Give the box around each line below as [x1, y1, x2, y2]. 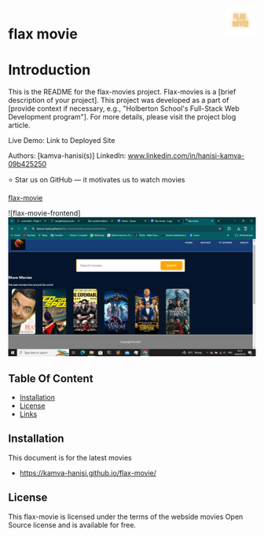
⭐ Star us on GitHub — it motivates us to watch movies [8, 175, 185, 185]
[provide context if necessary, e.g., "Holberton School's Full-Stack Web [8, 104, 240, 113]
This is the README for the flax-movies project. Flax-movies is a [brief [8, 87, 236, 97]
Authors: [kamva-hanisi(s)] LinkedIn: [8, 151, 126, 160]
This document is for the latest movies [8, 453, 132, 462]
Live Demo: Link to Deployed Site [8, 136, 115, 145]
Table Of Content [8, 372, 93, 385]
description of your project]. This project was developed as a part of [8, 96, 229, 105]
